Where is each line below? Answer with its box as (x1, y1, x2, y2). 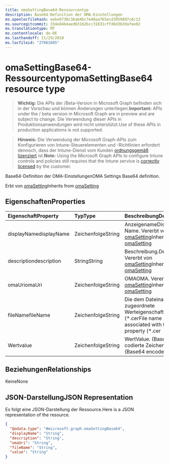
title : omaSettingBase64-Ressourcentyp (5, 7, 89, 13)
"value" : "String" (10, 449, 49, 455)
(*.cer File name (124, 314, 162, 321)
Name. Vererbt (124, 227, 159, 234)
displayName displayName (8, 230, 69, 237)
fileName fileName (8, 311, 50, 318)
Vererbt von (124, 254, 152, 261)
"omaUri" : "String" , (10, 440, 53, 445)
